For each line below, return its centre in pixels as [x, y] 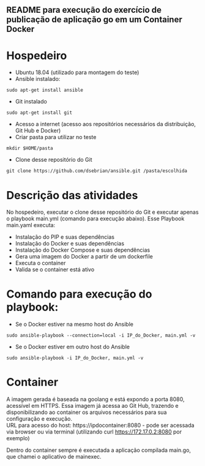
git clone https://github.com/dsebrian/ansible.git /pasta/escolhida [97, 171]
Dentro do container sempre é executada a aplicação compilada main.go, [99, 450]
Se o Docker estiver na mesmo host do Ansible [74, 325]
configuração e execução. [39, 419]
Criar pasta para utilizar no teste [56, 137]
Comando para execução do [79, 294]
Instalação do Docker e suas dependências [69, 244]
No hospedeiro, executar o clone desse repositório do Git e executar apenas [102, 212]
